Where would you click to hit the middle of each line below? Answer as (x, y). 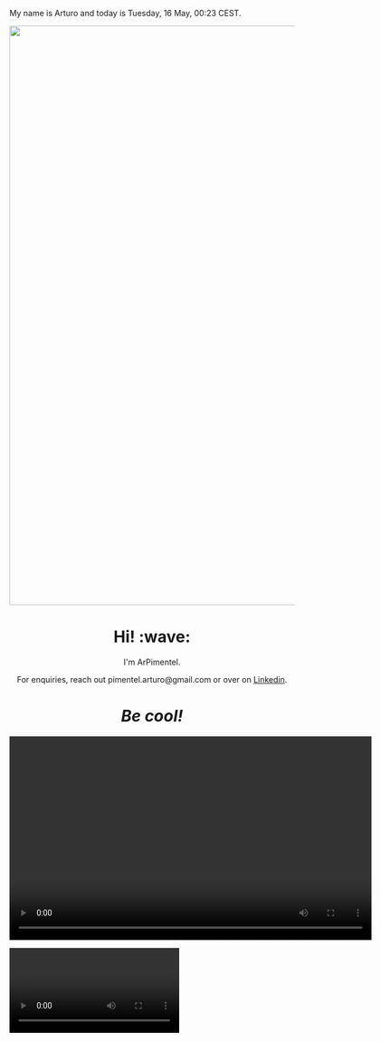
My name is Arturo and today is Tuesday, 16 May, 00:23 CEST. (125, 13)
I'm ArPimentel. (152, 662)
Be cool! (152, 717)
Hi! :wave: (152, 637)
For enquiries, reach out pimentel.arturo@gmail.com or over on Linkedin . (152, 679)
